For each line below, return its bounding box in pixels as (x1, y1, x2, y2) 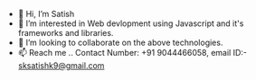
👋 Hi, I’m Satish (17, 9, 75, 19)
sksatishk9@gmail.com (17, 60, 105, 71)
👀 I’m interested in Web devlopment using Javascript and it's (17, 18, 244, 29)
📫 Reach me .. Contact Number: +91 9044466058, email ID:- (17, 48, 247, 58)
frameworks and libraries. (17, 28, 114, 38)
